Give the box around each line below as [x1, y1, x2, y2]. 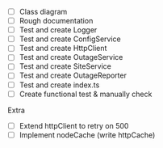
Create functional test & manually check [19, 89, 153, 99]
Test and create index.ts [19, 80, 100, 90]
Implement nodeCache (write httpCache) [19, 129, 156, 140]
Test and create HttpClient [19, 44, 107, 53]
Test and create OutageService [19, 53, 123, 62]
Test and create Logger [19, 25, 98, 35]
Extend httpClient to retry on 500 [19, 121, 129, 130]
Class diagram [19, 7, 68, 16]
